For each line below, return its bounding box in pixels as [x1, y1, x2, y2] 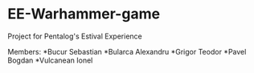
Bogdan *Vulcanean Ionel [7, 55, 93, 65]
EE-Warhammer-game [7, 5, 161, 23]
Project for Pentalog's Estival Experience [7, 31, 142, 41]
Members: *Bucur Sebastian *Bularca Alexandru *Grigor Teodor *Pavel [7, 47, 247, 56]
